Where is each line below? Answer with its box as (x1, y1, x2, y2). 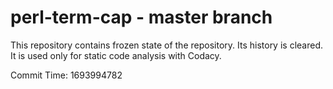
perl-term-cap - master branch (10, 6, 273, 29)
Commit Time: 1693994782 (10, 69, 123, 81)
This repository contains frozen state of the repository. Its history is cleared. (10, 39, 323, 51)
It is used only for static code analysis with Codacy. (10, 49, 222, 61)
